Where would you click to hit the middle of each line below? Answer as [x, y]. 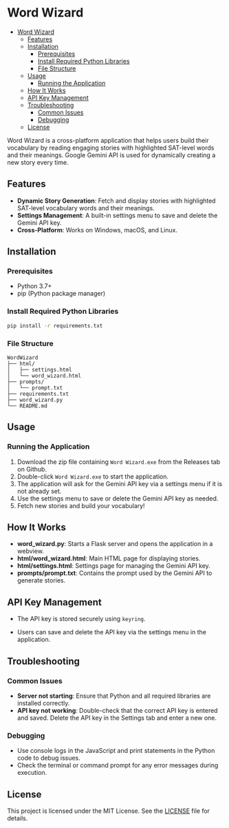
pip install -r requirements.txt [55, 325]
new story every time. [38, 162]
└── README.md [28, 406]
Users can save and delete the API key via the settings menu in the [111, 632]
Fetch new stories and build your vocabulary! [81, 505]
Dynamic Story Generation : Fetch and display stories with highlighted [116, 201]
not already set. [39, 491]
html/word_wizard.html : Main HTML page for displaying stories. [109, 558]
